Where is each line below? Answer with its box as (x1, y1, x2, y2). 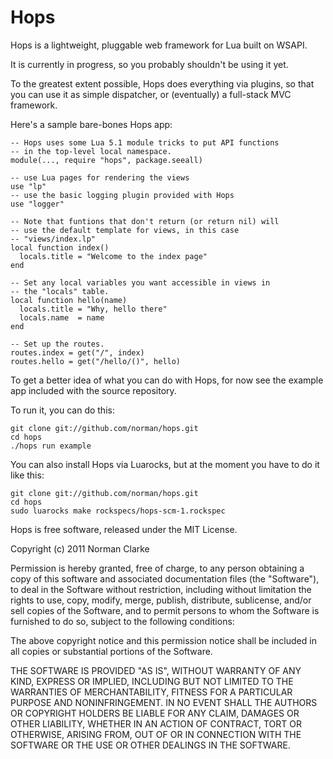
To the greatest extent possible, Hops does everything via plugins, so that (10, 77, 315, 90)
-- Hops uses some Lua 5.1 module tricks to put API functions (10, 137, 280, 148)
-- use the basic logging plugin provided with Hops (10, 190, 235, 200)
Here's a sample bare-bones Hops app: (10, 118, 173, 130)
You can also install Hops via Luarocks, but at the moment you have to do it (10, 458, 320, 470)
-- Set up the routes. (10, 339, 105, 349)
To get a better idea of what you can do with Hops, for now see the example (10, 374, 324, 386)
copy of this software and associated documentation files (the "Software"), (10, 572, 320, 585)
